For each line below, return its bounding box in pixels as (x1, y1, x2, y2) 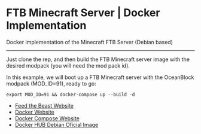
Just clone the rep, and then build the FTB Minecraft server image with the (6, 56, 190, 63)
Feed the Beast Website (14, 102, 74, 109)
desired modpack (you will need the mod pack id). (6, 62, 130, 69)
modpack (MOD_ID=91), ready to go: (6, 80, 97, 87)
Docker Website (14, 108, 55, 115)
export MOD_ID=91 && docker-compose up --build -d (6, 92, 135, 98)
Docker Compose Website (14, 114, 80, 122)
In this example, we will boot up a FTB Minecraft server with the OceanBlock (6, 74, 194, 81)
